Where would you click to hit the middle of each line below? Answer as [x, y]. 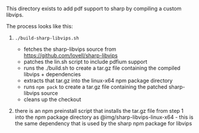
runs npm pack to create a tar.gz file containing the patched [95, 87]
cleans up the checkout [52, 99]
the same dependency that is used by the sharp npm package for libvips [103, 123]
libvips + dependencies [52, 74]
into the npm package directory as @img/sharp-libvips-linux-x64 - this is [104, 117]
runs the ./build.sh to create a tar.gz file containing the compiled [102, 68]
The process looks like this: [40, 26]
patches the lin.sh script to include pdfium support [85, 62]
